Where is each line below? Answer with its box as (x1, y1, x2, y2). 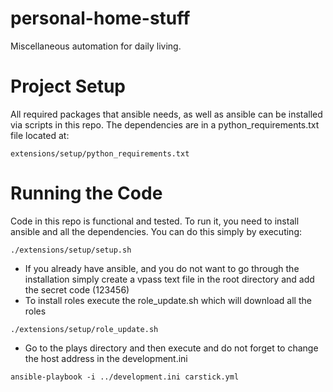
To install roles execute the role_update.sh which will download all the (24, 294, 312, 306)
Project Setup (10, 75, 127, 98)
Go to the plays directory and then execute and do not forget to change (24, 342, 319, 354)
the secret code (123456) (24, 283, 130, 296)
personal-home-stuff (10, 7, 191, 30)
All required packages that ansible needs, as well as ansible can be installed (10, 108, 323, 120)
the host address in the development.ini (24, 352, 188, 364)
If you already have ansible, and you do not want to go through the (24, 262, 300, 274)
